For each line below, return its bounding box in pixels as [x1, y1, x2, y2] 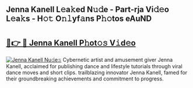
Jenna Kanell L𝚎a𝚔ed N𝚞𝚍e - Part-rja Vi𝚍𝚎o [6, 5, 169, 15]
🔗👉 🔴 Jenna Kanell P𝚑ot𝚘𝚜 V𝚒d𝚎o [6, 38, 136, 48]
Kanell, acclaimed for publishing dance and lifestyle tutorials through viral [6, 63, 183, 69]
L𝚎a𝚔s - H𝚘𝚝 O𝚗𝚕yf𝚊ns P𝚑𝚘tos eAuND [6, 14, 152, 24]
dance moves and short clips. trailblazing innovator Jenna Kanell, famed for [6, 69, 188, 76]
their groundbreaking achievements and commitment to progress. [6, 75, 164, 82]
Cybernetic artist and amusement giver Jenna [62, 57, 173, 63]
